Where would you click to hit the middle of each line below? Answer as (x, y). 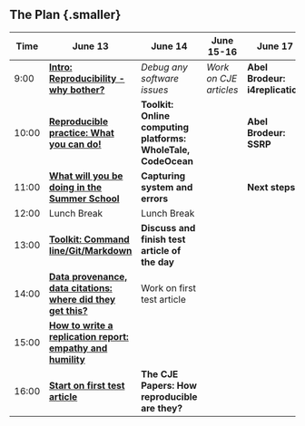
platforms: (163, 138)
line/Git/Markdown (90, 250)
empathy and (78, 348)
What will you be (86, 176)
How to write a (81, 325)
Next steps (271, 187)
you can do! (75, 144)
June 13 (90, 46)
